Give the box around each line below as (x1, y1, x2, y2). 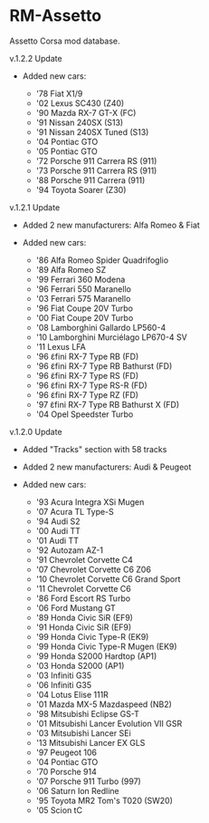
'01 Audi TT (35, 535, 80, 546)
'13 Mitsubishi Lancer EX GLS (35, 737, 146, 748)
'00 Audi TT (35, 525, 81, 536)
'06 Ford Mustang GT (35, 602, 116, 613)
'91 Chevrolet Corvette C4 (35, 554, 134, 565)
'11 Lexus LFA (35, 341, 86, 352)
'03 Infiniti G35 (35, 670, 92, 681)
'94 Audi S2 (35, 516, 81, 527)
